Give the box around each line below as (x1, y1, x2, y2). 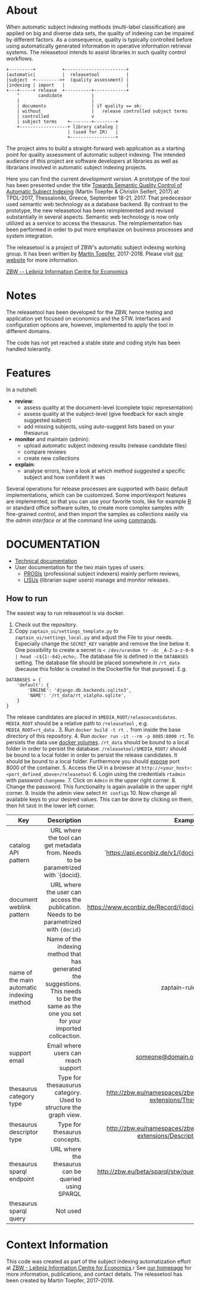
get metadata (44, 841, 82, 849)
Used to (59, 1096, 82, 1104)
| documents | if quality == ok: (17, 102, 143, 109)
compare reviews (23, 448, 67, 455)
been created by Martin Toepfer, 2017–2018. (6, 1276, 114, 1284)
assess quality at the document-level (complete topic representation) (23, 403, 193, 411)
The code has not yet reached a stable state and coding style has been (6, 339, 180, 346)
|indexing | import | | (6, 82, 129, 88)
